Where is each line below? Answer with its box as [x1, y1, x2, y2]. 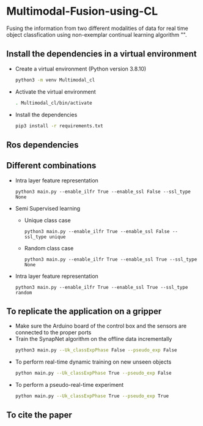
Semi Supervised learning [15, 204, 81, 212]
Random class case [24, 244, 74, 252]
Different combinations [6, 160, 97, 171]
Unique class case [24, 216, 72, 224]
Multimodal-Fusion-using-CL [6, 4, 158, 18]
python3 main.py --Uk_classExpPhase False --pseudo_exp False [15, 347, 177, 353]
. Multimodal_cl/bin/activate [15, 100, 93, 106]
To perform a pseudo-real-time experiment [15, 381, 124, 389]
